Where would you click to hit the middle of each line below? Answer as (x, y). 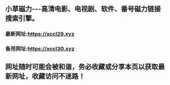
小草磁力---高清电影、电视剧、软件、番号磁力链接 (83, 9)
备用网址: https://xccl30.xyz (40, 49)
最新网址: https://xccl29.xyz (40, 34)
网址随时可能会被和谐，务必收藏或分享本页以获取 (82, 67)
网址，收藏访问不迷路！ (48, 76)
